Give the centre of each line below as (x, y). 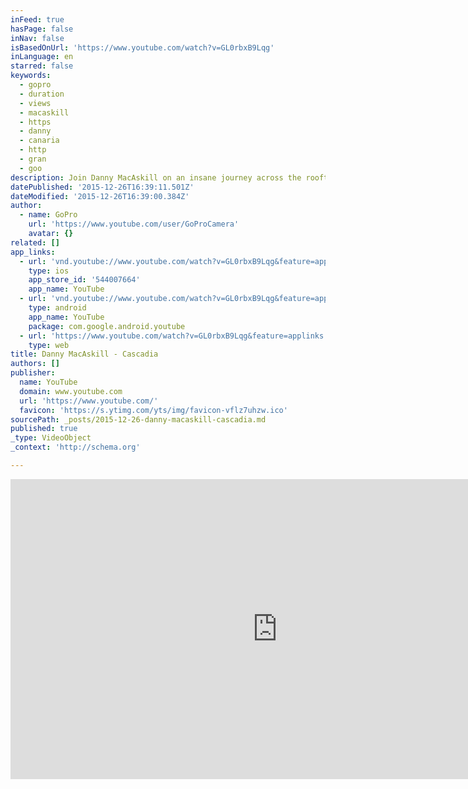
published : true (44, 429)
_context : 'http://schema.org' (75, 447)
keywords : (31, 76)
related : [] (35, 242)
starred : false (42, 66)
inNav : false (37, 38)
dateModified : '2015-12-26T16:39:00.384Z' (100, 196)
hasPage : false (42, 29)
